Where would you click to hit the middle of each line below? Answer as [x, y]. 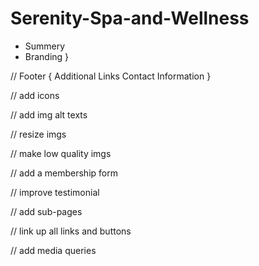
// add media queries [53, 250]
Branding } [47, 56]
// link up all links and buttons [71, 231]
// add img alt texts [49, 114]
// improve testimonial [55, 192]
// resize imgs [38, 134]
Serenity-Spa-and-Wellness [130, 18]
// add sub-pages [46, 211]
